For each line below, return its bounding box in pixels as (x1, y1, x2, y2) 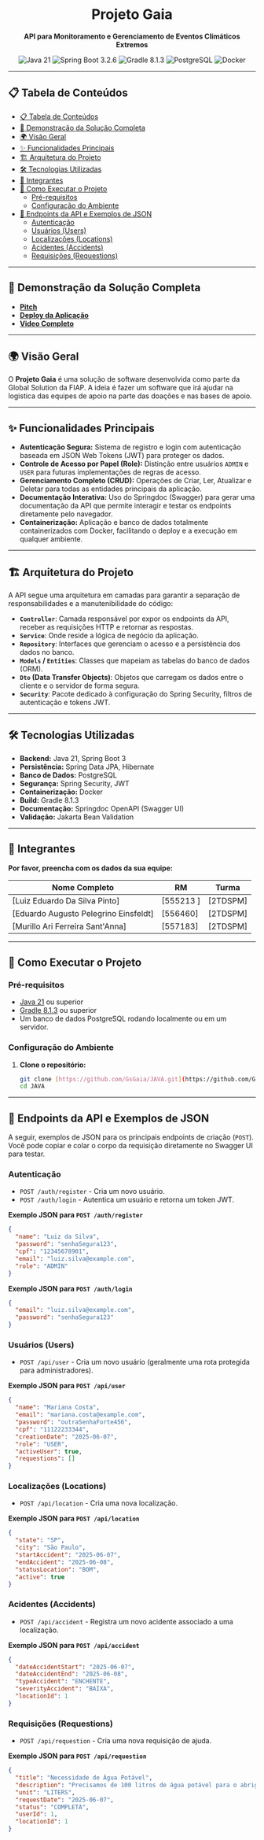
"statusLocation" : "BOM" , (15, 1565, 101, 1573)
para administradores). (19, 1365, 93, 1375)
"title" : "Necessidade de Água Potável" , (15, 1774, 153, 1782)
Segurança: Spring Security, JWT (19, 778, 130, 788)
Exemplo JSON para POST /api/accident (8, 1640, 140, 1650)
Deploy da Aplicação (19, 310, 89, 320)
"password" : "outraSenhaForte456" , (15, 1418, 132, 1426)
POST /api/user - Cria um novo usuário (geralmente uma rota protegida (19, 1358, 250, 1367)
